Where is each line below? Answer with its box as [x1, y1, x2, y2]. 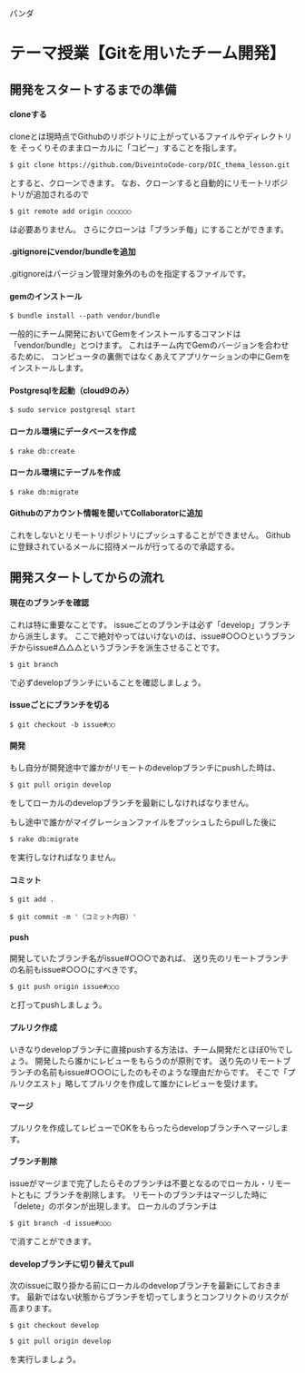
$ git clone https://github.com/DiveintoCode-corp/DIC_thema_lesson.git [9, 160, 290, 170]
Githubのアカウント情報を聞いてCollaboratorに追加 [9, 507, 203, 519]
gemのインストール [9, 290, 83, 301]
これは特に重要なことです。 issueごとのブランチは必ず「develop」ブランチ [9, 619, 291, 630]
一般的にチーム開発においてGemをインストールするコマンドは [9, 329, 241, 339]
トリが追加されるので [9, 189, 89, 200]
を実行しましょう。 [9, 1354, 82, 1365]
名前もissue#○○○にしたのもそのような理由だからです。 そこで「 [40, 1066, 288, 1077]
